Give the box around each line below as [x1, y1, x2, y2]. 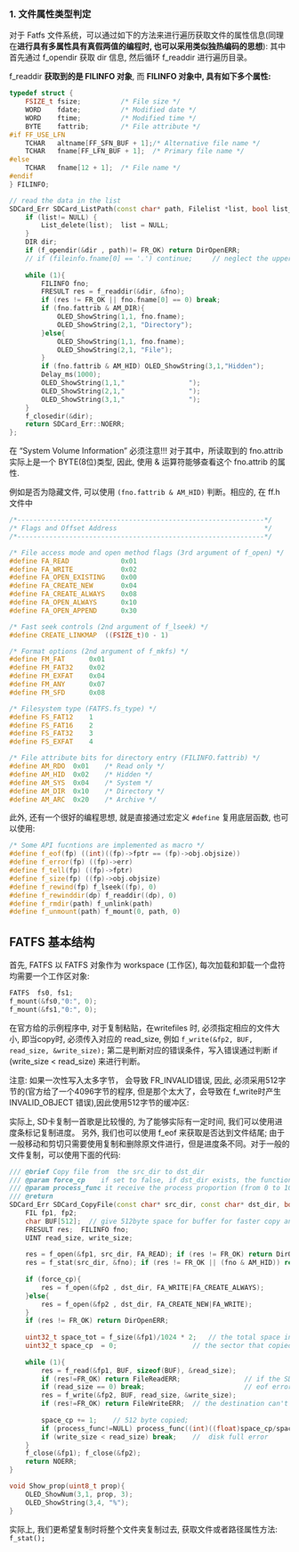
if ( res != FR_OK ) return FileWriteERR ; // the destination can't [41, 1400, 289, 1408]
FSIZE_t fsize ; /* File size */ [25, 97, 181, 106]
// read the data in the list [9, 196, 122, 205]
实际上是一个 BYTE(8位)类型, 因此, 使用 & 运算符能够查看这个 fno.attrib [9, 456, 269, 467]
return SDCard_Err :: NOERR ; [25, 420, 125, 429]
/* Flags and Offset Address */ [9, 524, 273, 533]
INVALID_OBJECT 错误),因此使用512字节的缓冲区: [9, 1096, 190, 1107]
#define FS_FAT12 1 [9, 712, 93, 721]
